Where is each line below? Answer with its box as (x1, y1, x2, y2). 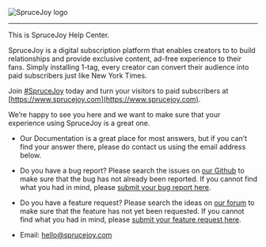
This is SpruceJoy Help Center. (8, 30, 110, 40)
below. (19, 150, 42, 160)
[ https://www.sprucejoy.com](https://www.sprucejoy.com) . (8, 95, 201, 104)
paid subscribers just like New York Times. (8, 71, 148, 80)
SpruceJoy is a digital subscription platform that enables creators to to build (8, 46, 256, 55)
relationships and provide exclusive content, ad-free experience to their (8, 54, 242, 63)
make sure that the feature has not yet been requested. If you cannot (19, 207, 245, 215)
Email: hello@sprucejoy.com (19, 230, 112, 239)
